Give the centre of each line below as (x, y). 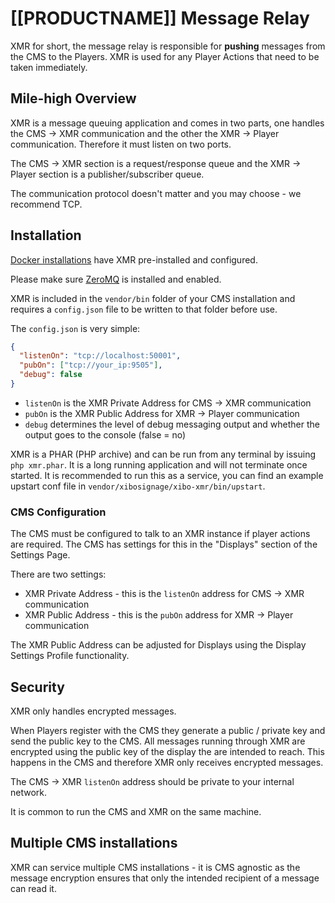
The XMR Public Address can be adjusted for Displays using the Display (158, 645)
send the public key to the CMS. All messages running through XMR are (158, 741)
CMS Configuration (58, 512)
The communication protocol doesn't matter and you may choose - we (156, 193)
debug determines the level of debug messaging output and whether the (172, 424)
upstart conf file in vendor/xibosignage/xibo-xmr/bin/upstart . (138, 486)
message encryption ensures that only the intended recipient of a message (165, 878)
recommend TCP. (46, 204)
